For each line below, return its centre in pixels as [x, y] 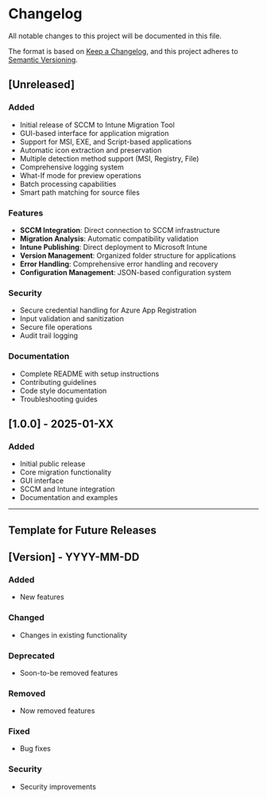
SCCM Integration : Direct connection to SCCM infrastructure [120, 230]
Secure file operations [56, 328]
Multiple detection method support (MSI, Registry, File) [109, 158]
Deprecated [32, 655]
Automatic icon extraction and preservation [91, 150]
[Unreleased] [42, 85]
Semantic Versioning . [43, 60]
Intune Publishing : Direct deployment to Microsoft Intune [114, 246]
